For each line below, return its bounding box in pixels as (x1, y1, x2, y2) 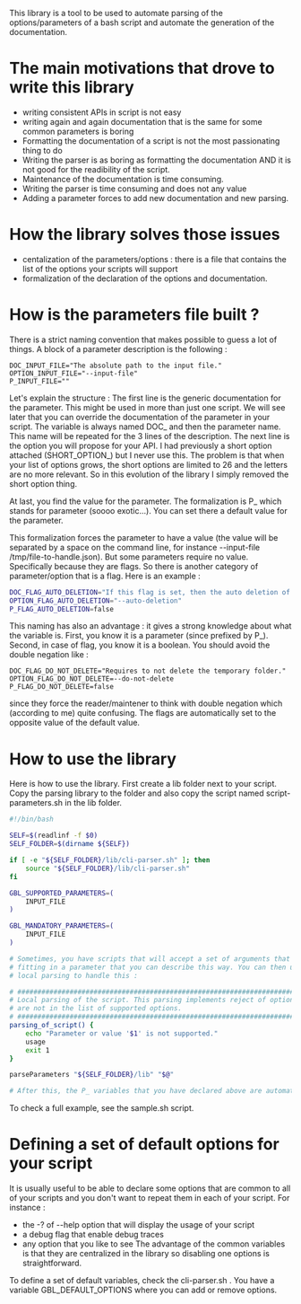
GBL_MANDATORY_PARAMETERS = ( (9, 921, 115, 930)
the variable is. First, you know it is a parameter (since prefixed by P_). (9, 630, 269, 641)
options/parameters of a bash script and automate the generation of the (9, 17, 275, 28)
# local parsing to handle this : (9, 971, 139, 980)
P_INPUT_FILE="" (9, 376, 70, 385)
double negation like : (9, 649, 90, 660)
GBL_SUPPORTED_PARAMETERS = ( (9, 888, 115, 897)
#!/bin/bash (9, 815, 54, 824)
